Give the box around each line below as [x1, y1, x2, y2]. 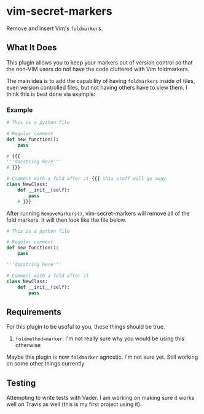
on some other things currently [6, 360, 85, 367]
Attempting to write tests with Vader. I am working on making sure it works [6, 394, 195, 402]
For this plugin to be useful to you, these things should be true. [6, 323, 165, 330]
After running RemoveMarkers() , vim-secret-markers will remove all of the [6, 209, 190, 217]
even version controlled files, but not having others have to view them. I [6, 84, 187, 91]
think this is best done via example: [6, 90, 96, 98]
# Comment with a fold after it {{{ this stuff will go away [6, 176, 167, 182]
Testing [6, 378, 36, 388]
